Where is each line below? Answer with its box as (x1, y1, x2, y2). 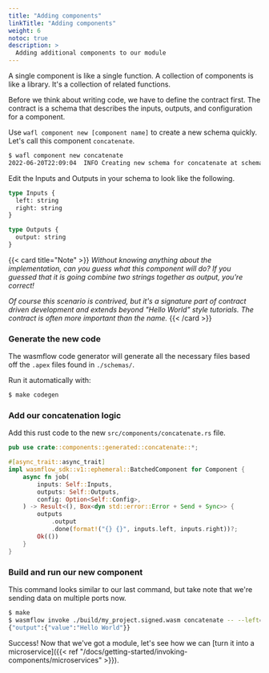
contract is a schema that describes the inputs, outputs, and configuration (8, 103, 253, 113)
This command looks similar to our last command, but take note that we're (8, 584, 253, 594)
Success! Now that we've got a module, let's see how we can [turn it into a (8, 638, 255, 647)
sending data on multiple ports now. (8, 593, 126, 602)
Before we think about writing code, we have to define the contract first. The (8, 95, 261, 104)
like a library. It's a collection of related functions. (8, 79, 171, 89)
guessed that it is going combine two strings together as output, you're (8, 272, 243, 281)
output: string (15, 233, 66, 241)
